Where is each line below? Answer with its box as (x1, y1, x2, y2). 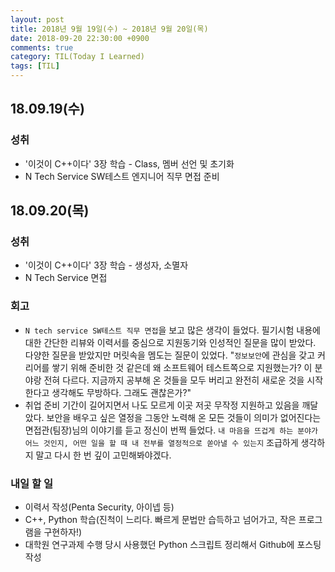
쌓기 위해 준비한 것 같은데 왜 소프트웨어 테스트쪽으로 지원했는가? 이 (51, 361, 313, 373)
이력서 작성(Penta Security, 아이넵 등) (24, 501, 175, 513)
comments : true (10, 42, 74, 53)
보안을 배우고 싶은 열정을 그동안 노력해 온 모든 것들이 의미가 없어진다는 (46, 411, 322, 423)
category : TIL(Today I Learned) (10, 52, 145, 62)
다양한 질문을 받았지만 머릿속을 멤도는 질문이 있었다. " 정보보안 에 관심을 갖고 (24, 349, 316, 361)
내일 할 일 (10, 476, 53, 490)
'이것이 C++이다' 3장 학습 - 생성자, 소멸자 (24, 259, 189, 271)
